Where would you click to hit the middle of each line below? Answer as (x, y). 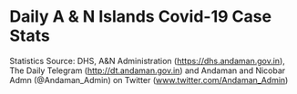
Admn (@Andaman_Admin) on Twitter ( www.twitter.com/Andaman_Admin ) (149, 80)
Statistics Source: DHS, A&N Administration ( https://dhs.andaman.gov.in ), (147, 61)
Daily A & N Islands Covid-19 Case (140, 17)
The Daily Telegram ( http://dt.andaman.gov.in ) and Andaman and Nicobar (148, 70)
